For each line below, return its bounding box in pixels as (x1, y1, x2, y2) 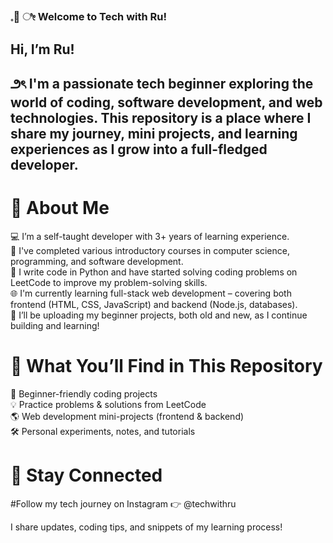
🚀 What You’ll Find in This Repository (10, 354, 323, 377)
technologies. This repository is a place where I (10, 109, 312, 126)
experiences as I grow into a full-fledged (10, 141, 268, 158)
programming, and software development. (10, 255, 184, 267)
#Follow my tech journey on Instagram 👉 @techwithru (10, 497, 237, 510)
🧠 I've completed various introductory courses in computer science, (10, 244, 290, 256)
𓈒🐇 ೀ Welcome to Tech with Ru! (10, 9, 168, 23)
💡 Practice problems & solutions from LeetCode (10, 398, 207, 410)
